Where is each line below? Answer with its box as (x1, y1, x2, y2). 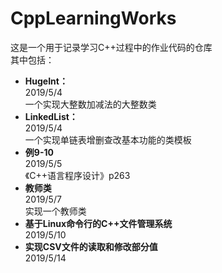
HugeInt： (24, 75, 68, 87)
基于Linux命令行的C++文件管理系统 (24, 217, 173, 229)
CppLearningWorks (10, 7, 177, 30)
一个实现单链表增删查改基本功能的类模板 (24, 133, 192, 146)
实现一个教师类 (24, 205, 87, 217)
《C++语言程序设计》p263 (24, 169, 131, 181)
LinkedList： (24, 110, 78, 122)
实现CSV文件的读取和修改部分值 (24, 240, 158, 252)
